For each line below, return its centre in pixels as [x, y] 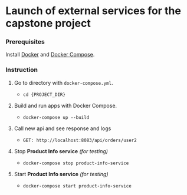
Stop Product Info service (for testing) [61, 151]
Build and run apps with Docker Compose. [65, 105]
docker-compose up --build [56, 117]
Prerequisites [25, 42]
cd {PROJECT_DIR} [44, 95]
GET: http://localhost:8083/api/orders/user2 [80, 140]
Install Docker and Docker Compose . [50, 55]
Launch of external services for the [93, 11]
